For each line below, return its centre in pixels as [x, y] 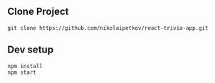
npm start [22, 72]
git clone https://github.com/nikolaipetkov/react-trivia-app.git [108, 28]
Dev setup [31, 50]
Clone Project [38, 12]
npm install [25, 66]
